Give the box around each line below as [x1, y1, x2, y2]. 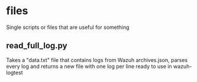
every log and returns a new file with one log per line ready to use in [6, 63, 173, 70]
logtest [6, 69, 23, 76]
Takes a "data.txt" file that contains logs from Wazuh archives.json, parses [6, 56, 188, 63]
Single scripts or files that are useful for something [6, 24, 130, 31]
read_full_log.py [6, 41, 67, 51]
